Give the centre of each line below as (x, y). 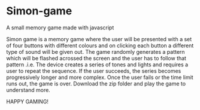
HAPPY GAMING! (28, 101)
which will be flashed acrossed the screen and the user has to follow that (96, 58)
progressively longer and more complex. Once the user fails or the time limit (100, 77)
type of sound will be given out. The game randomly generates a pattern (96, 51)
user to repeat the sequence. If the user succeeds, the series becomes (94, 71)
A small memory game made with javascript (60, 27)
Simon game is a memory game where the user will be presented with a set (99, 39)
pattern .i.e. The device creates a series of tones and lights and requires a (97, 65)
